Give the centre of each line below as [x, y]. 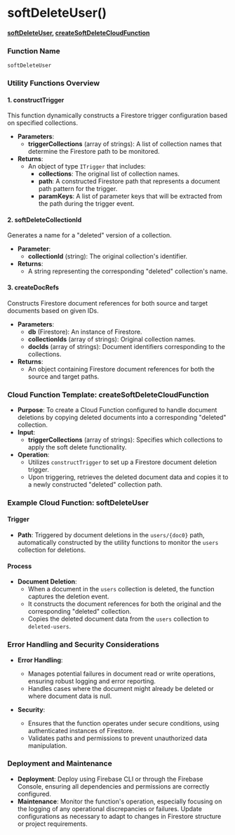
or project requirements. [52, 824]
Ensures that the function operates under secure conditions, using [123, 723]
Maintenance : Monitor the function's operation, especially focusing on [120, 801]
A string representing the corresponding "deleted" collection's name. [128, 271]
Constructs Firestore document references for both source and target [108, 303]
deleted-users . [49, 626]
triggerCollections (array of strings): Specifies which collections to [125, 440]
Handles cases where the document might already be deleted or [121, 688]
